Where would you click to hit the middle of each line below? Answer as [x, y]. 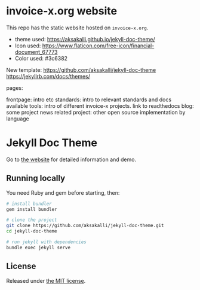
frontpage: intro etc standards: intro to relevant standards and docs [89, 99]
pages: [15, 87]
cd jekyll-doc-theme [32, 231]
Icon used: [28, 46]
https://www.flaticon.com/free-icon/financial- [98, 46]
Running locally [36, 178]
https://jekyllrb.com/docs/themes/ [48, 76]
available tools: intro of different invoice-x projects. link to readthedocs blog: [100, 105]
